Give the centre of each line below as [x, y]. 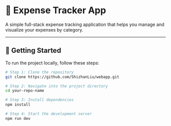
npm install [18, 105]
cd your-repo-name [25, 91]
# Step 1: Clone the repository [39, 72]
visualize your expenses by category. [44, 29]
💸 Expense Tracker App [56, 10]
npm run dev [18, 118]
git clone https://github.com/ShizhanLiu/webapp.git [62, 77]
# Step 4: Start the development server [49, 114]
